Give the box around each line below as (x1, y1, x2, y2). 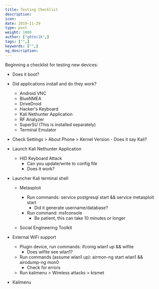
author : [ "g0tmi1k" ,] (5, 35, 50, 40)
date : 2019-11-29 (5, 21, 41, 26)
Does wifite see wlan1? (26, 249, 73, 255)
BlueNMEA (19, 95, 42, 101)
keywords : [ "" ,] (5, 44, 38, 49)
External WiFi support (12, 234, 56, 240)
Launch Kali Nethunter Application (12, 146, 82, 152)
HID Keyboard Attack (19, 155, 62, 161)
